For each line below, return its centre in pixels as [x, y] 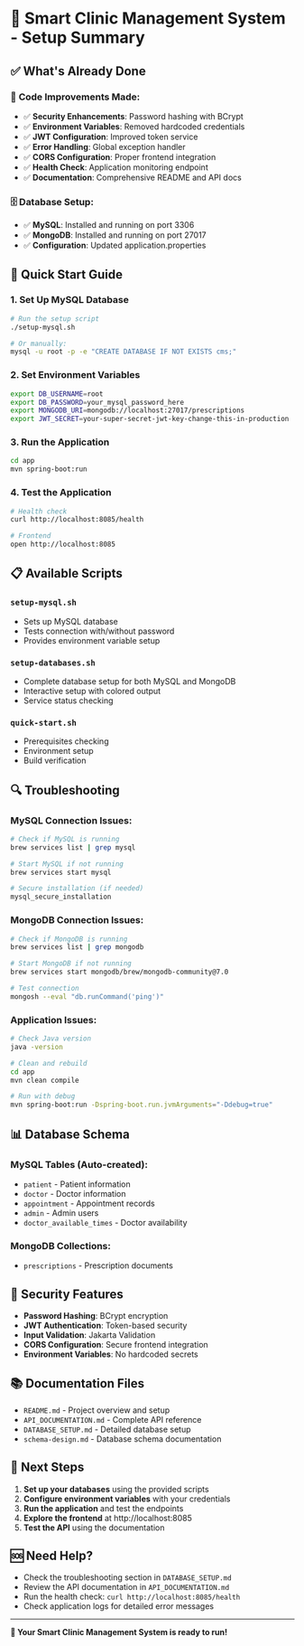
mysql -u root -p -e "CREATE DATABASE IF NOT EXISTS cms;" [124, 352]
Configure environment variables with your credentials [127, 1499]
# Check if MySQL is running [65, 839]
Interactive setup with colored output [92, 691]
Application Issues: [54, 1020]
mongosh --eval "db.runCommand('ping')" [88, 997]
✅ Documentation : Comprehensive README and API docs [132, 177]
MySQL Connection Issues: [71, 820]
